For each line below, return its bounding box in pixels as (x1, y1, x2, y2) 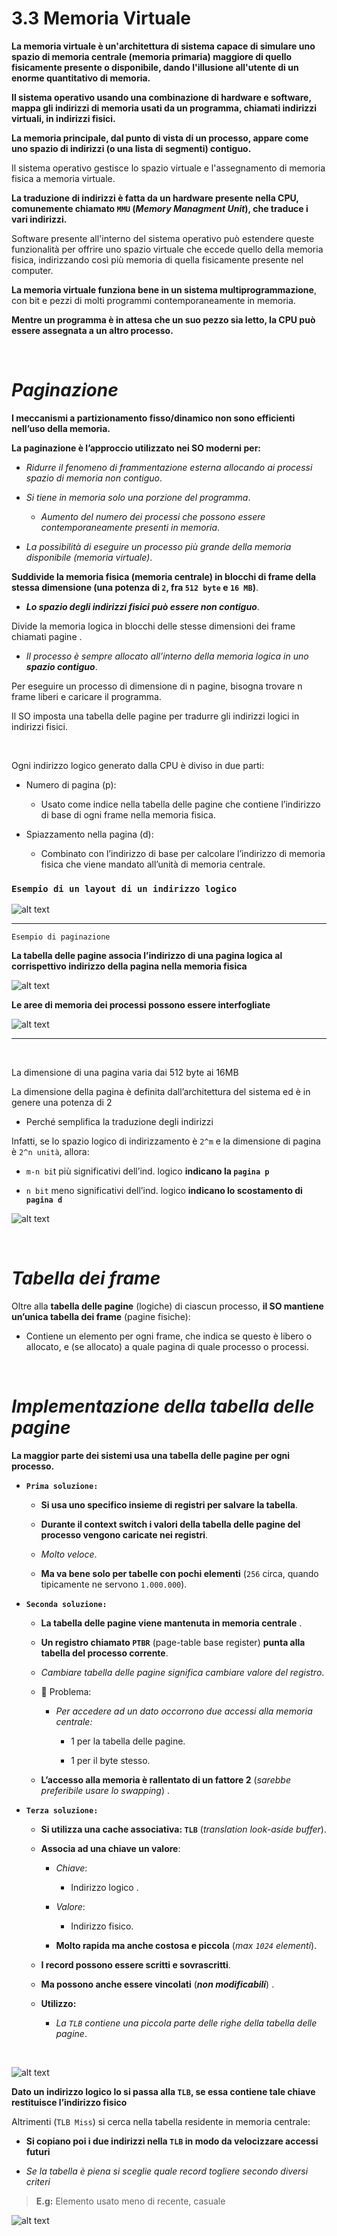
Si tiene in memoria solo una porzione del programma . (25, 491, 251, 503)
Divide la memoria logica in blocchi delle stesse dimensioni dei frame (11, 620, 296, 632)
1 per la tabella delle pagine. (70, 1735, 186, 1747)
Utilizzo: (40, 1998, 77, 2010)
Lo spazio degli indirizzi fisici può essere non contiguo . (25, 600, 260, 612)
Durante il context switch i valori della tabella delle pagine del (40, 1518, 301, 1531)
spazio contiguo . (25, 660, 98, 672)
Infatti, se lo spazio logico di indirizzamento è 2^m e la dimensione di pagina (11, 1135, 321, 1147)
